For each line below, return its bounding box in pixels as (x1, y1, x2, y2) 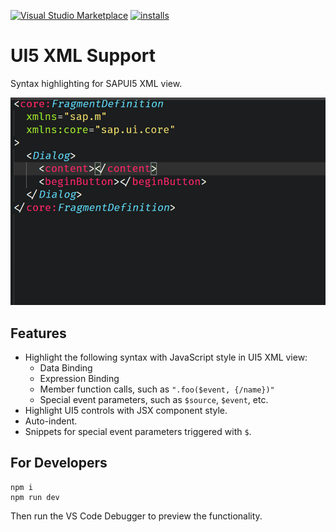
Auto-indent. (24, 415, 78, 427)
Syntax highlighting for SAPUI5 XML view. (10, 77, 183, 89)
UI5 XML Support (10, 45, 157, 67)
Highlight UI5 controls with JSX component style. (24, 405, 228, 417)
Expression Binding (39, 373, 120, 385)
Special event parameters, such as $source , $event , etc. (39, 394, 269, 406)
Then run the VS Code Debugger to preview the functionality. (10, 510, 263, 522)
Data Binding (39, 362, 93, 374)
